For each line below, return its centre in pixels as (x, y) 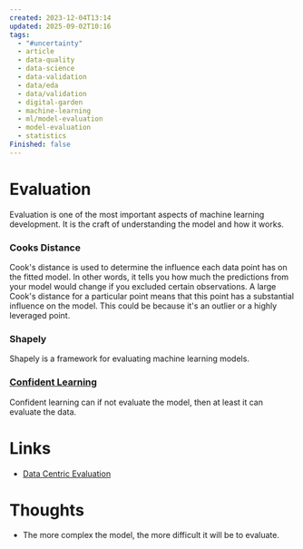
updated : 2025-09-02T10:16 (60, 26)
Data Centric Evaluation (67, 474)
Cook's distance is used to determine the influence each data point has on (148, 267)
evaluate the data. (43, 412)
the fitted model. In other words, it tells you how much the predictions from (149, 277)
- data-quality (46, 60)
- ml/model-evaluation (60, 119)
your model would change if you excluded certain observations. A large (143, 286)
